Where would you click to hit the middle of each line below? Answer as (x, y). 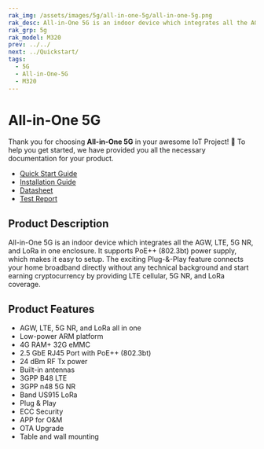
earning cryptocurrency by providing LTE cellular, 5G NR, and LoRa (117, 276)
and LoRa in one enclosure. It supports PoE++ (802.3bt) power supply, (123, 251)
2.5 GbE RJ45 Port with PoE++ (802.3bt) (85, 353)
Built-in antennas (47, 370)
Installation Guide (48, 182)
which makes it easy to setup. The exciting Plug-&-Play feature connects (126, 259)
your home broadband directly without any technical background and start (128, 267)
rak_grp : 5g (27, 30)
